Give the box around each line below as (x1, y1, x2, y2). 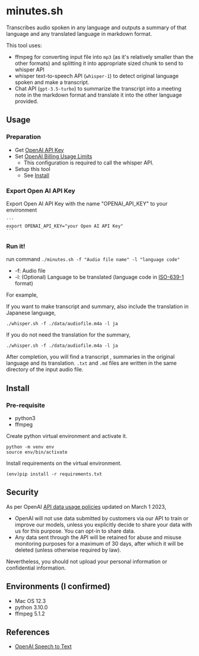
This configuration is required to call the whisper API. (23, 159, 154, 166)
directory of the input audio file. (6, 366, 84, 373)
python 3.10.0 (14, 604, 48, 611)
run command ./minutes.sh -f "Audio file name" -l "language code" (6, 256, 180, 263)
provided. (14, 97, 39, 105)
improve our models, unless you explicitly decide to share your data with (14, 521, 192, 528)
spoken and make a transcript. (14, 79, 90, 86)
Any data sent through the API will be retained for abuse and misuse (14, 533, 182, 540)
